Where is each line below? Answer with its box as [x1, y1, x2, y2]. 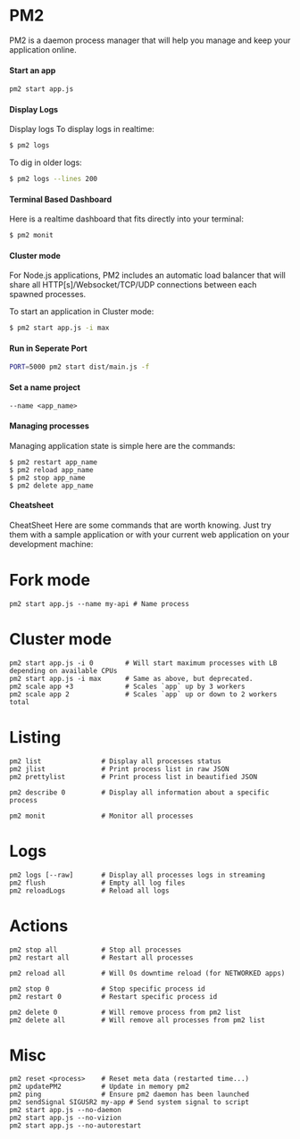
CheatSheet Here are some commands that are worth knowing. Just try [9, 520, 272, 530]
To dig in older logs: [9, 157, 82, 168]
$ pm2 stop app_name [9, 473, 87, 482]
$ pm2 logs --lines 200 [9, 175, 98, 184]
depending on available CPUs [9, 666, 118, 675]
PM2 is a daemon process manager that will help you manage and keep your [9, 35, 291, 46]
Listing [9, 727, 62, 747]
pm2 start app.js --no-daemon [9, 1106, 122, 1115]
